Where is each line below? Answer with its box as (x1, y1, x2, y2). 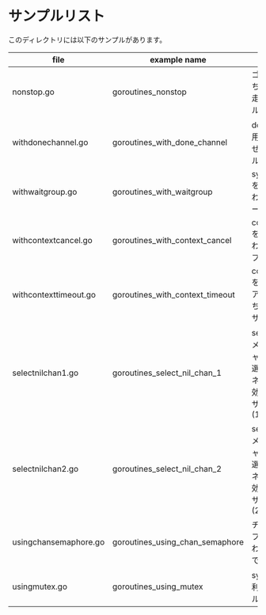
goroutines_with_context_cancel (112, 234, 232, 245)
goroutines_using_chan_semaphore (112, 536, 244, 547)
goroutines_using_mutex (112, 581, 203, 592)
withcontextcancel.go (12, 234, 93, 245)
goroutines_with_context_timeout (112, 289, 235, 300)
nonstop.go (12, 86, 55, 97)
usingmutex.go (12, 581, 68, 592)
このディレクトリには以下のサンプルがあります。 (8, 35, 167, 44)
